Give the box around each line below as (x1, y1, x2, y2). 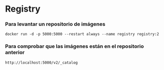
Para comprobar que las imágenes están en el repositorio (5, 43, 144, 50)
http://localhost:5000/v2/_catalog (5, 60, 78, 65)
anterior (5, 49, 25, 56)
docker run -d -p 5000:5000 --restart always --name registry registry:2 (5, 32, 160, 37)
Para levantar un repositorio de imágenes (5, 21, 106, 28)
